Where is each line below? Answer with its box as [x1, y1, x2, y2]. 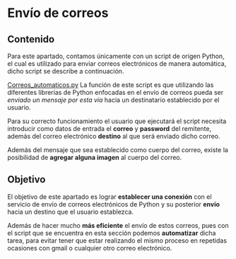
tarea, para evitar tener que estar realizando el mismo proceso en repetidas [7, 236, 228, 245]
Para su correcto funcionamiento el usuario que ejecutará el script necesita [7, 117, 227, 125]
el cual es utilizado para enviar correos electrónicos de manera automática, [7, 59, 227, 68]
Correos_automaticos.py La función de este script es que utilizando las [7, 81, 214, 89]
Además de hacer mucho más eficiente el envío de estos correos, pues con [7, 221, 229, 229]
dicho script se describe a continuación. [7, 67, 124, 75]
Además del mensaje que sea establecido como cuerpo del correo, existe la [7, 146, 228, 154]
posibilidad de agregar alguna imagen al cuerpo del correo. [7, 154, 182, 161]
